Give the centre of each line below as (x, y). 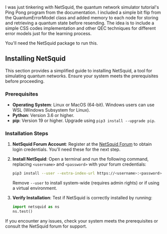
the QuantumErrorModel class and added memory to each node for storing (82, 18)
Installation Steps (27, 133)
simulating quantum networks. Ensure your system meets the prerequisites (82, 76)
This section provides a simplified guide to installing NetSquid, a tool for (79, 70)
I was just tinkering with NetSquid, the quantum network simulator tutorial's (82, 7)
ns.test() (23, 212)
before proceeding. (25, 81)
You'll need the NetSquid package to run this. (52, 43)
